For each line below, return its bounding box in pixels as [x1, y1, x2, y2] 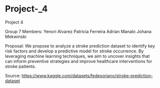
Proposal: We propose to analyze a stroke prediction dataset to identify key [5, 43, 155, 49]
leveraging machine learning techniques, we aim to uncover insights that [5, 53, 150, 59]
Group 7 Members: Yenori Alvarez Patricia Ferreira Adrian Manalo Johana [5, 28, 152, 34]
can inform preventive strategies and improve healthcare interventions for [5, 58, 153, 64]
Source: [5, 73, 21, 78]
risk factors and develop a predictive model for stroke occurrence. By [5, 48, 144, 54]
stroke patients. [5, 63, 36, 69]
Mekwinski [5, 34, 27, 39]
